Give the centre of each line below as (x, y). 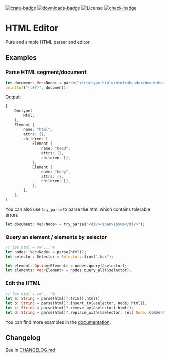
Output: (13, 97)
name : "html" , (38, 129)
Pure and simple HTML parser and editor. (48, 42)
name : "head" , (56, 149)
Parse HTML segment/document (46, 72)
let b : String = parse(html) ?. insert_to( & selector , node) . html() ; (76, 303)
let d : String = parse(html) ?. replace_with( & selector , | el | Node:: (77, 313)
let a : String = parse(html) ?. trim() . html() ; (54, 299)
